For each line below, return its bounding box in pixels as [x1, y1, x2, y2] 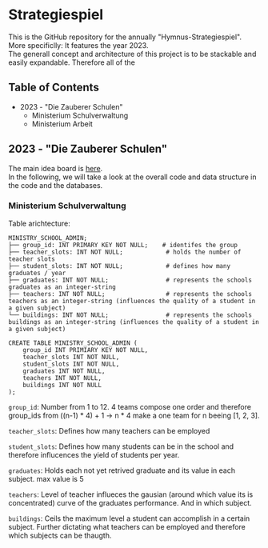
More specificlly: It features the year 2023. [8, 40, 149, 50]
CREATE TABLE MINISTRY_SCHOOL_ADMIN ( [8, 338, 138, 347]
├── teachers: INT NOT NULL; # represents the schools [8, 290, 252, 298]
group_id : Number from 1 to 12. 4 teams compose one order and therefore [8, 402, 252, 411]
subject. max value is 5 [8, 474, 84, 483]
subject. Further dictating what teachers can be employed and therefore [8, 522, 246, 531]
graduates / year [8, 269, 66, 277]
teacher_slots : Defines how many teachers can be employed [8, 426, 210, 435]
